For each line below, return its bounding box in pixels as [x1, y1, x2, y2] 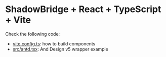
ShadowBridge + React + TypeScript [5, 4, 161, 15]
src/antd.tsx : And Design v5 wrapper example [12, 46, 109, 52]
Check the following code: [5, 31, 60, 37]
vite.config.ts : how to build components [12, 40, 96, 46]
